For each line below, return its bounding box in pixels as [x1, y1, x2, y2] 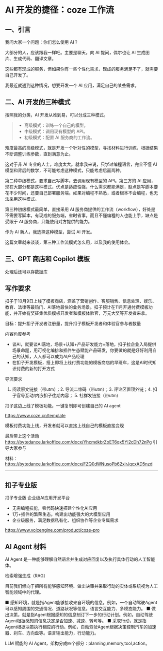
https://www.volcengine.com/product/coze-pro [5, 527, 100, 533]
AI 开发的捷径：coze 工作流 [5, 4, 114, 16]
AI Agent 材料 [5, 542, 47, 551]
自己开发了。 [5, 72, 31, 78]
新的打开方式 [29, 366, 55, 372]
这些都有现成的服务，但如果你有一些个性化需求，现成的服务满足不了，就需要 [5, 66, 158, 72]
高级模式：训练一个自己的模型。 [24, 122, 88, 128]
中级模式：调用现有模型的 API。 [24, 128, 88, 134]
